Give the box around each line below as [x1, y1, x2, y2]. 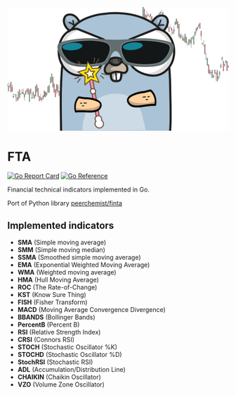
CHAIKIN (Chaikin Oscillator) [17, 373, 102, 382]
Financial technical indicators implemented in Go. [7, 185, 150, 194]
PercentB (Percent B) [17, 320, 80, 329]
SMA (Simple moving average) [17, 238, 107, 246]
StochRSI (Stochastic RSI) [17, 358, 93, 366]
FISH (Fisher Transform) [17, 298, 88, 306]
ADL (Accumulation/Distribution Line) [17, 365, 126, 374]
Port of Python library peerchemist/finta [7, 199, 123, 208]
